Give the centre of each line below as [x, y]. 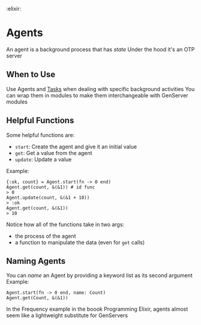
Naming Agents [36, 261]
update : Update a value [43, 159]
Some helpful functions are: [40, 135]
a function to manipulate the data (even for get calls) [80, 242]
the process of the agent [45, 236]
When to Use [31, 75]
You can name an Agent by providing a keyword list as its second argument [100, 275]
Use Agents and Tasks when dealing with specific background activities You [100, 89]
